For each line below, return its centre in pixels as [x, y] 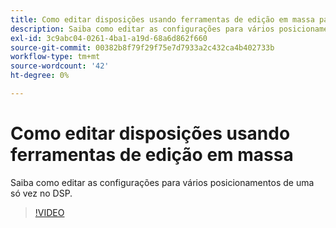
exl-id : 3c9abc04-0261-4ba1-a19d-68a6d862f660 [109, 38]
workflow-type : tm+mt [55, 57]
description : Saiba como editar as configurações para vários [142, 29]
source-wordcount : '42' [60, 66]
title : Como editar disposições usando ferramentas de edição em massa [162, 19]
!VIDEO [49, 212]
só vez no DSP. [41, 193]
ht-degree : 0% [40, 76]
